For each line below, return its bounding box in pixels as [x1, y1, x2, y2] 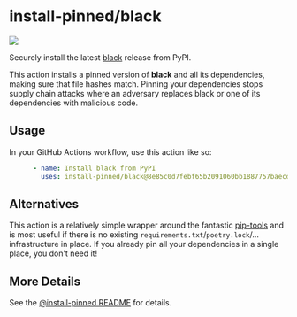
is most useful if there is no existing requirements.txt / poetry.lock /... [9, 229, 259, 240]
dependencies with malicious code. [9, 97, 139, 108]
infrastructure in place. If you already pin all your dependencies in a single [9, 239, 279, 250]
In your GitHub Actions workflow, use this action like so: [9, 146, 212, 157]
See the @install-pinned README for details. [9, 298, 172, 308]
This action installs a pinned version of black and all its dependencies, [9, 69, 265, 80]
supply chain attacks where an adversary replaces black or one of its [9, 88, 261, 98]
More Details [9, 274, 81, 289]
